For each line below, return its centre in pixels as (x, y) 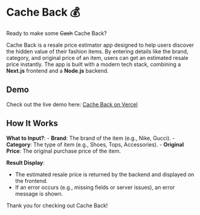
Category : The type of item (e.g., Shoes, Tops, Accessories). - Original (95, 144)
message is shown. (39, 193)
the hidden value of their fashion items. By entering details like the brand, (97, 51)
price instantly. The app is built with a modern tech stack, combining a (94, 64)
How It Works (32, 123)
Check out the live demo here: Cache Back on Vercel (72, 104)
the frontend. (31, 180)
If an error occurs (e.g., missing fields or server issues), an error (95, 187)
